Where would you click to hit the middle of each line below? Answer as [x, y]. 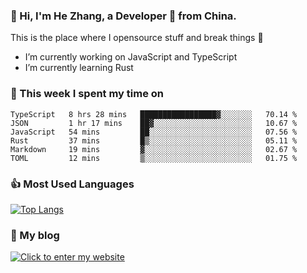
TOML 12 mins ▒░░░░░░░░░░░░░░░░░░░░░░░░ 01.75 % [154, 158]
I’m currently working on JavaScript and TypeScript [131, 57]
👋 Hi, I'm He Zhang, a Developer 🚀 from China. [123, 16]
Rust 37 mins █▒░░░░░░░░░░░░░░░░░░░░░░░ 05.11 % [154, 140]
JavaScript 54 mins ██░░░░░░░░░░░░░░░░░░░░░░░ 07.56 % [154, 132]
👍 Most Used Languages [72, 184]
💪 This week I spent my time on [87, 94]
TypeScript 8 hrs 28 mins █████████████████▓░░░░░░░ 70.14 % [154, 114]
